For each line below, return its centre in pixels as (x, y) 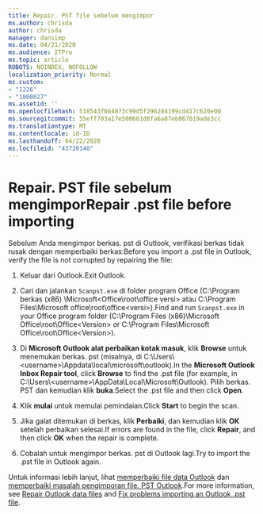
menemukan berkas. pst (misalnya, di (81, 357)
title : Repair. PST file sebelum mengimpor (81, 15)
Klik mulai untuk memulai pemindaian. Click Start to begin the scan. (129, 406)
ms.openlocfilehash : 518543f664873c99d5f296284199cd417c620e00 (115, 112)
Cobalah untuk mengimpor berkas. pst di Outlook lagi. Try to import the (135, 454)
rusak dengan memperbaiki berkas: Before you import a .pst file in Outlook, (130, 251)
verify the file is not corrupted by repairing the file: (90, 260)
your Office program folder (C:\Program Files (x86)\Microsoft (119, 316)
